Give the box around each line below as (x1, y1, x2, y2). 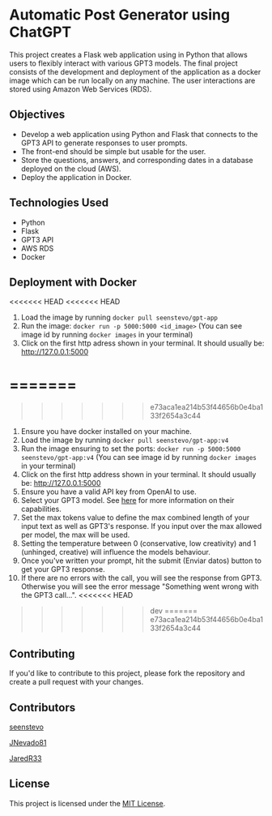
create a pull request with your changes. (9, 677, 144, 687)
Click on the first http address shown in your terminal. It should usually (20, 470, 257, 479)
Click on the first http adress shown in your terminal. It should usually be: (20, 338, 265, 348)
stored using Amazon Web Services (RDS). (9, 84, 152, 94)
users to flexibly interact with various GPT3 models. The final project (9, 58, 238, 68)
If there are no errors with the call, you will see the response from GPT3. (20, 573, 262, 583)
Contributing (9, 646, 75, 660)
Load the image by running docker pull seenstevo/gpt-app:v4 (20, 436, 229, 445)
